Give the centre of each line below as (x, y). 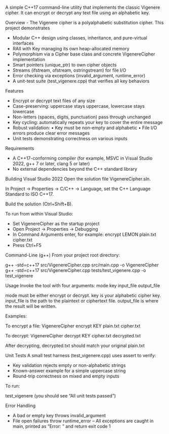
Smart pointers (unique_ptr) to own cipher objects (65, 65)
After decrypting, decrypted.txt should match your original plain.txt (75, 346)
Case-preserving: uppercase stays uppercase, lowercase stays (79, 106)
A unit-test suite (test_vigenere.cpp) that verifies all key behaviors (81, 81)
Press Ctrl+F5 (27, 245)
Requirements (20, 148)
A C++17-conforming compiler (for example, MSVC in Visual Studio (82, 158)
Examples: (16, 316)
